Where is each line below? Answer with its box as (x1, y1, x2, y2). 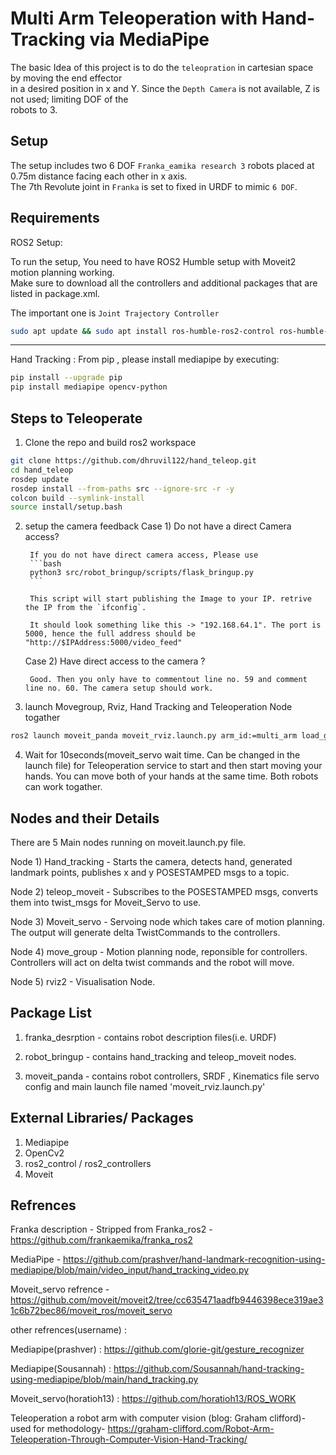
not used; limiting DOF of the (10, 93, 129, 105)
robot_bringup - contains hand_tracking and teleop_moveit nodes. (24, 1050, 297, 1062)
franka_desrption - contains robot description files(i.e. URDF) (24, 1031, 277, 1043)
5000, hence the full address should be (24, 629, 196, 639)
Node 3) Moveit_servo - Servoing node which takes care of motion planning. (10, 915, 325, 927)
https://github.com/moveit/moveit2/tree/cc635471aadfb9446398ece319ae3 (10, 1294, 324, 1306)
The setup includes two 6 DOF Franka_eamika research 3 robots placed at (10, 159, 315, 171)
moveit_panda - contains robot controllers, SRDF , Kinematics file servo (24, 1070, 320, 1082)
